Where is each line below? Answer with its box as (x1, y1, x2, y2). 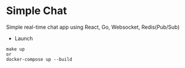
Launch (14, 35, 34, 42)
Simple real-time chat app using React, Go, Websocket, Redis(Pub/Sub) (6, 23, 180, 30)
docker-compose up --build (6, 56, 72, 62)
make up (6, 46, 25, 52)
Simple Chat (6, 4, 67, 18)
